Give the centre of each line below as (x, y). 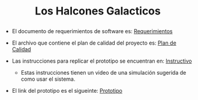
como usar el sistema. (48, 79)
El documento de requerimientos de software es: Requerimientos (92, 31)
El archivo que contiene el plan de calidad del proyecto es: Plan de (94, 43)
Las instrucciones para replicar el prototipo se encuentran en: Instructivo (102, 61)
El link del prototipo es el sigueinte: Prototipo (67, 91)
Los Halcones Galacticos (98, 11)
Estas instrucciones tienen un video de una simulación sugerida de (103, 73)
